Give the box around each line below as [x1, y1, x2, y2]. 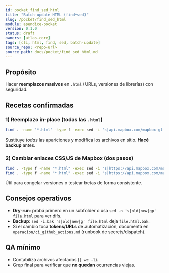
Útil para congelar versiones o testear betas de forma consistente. [5, 179, 142, 186]
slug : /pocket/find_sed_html [5, 17, 66, 22]
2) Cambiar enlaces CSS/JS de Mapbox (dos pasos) [5, 154, 134, 161]
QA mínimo [5, 243, 41, 252]
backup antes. [5, 142, 36, 148]
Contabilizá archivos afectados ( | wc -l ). [12, 256, 99, 262]
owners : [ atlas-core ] [5, 36, 51, 41]
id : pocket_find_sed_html [5, 7, 59, 13]
